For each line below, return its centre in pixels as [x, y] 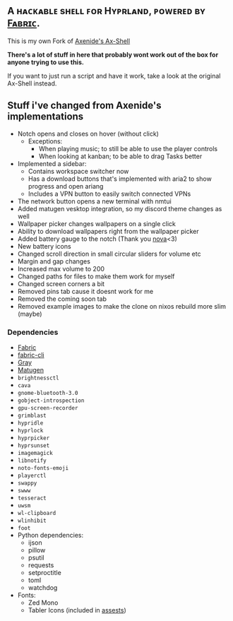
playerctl [32, 475]
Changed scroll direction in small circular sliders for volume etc [109, 254]
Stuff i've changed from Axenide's [84, 106]
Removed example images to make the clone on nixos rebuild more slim [122, 306]
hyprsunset [34, 445]
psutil [36, 557]
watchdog [43, 587]
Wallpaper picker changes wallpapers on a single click [97, 223]
